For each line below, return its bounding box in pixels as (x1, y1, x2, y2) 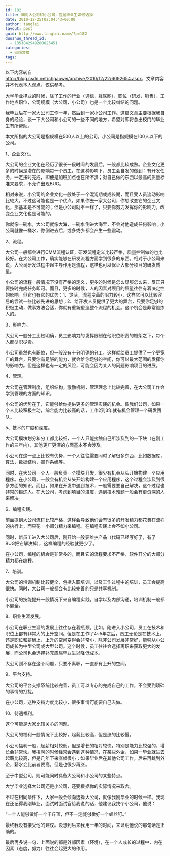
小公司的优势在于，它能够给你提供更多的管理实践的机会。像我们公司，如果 (5, 401, 160, 407)
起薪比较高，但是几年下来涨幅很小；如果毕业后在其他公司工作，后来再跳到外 (5, 755, 165, 761)
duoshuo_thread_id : (5, 36, 47, 41)
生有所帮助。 (5, 123, 32, 129)
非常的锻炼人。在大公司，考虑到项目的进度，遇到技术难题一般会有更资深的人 (5, 489, 165, 495)
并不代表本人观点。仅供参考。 (5, 82, 67, 88)
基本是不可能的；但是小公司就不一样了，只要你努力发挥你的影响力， (18, 204, 160, 210)
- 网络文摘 (10, 50, 30, 55)
